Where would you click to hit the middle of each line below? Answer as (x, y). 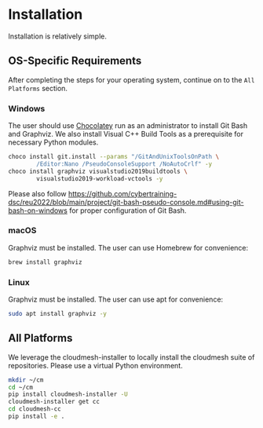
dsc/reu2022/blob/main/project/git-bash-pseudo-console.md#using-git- (126, 202)
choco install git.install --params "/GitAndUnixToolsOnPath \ (114, 157)
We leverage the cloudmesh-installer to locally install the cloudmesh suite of (131, 357)
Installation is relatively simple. (58, 36)
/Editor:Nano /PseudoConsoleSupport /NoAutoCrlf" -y (124, 164)
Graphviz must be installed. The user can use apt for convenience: (116, 299)
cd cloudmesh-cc (35, 409)
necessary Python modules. (53, 142)
